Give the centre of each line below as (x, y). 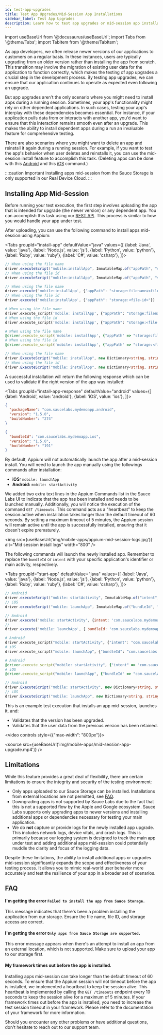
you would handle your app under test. (44, 221)
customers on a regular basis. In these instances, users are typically (73, 57)
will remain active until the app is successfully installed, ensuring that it (76, 525)
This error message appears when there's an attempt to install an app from (80, 944)
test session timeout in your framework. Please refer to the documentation (79, 1007)
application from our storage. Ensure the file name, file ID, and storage (75, 917)
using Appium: (36, 235)
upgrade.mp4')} (21, 749)
